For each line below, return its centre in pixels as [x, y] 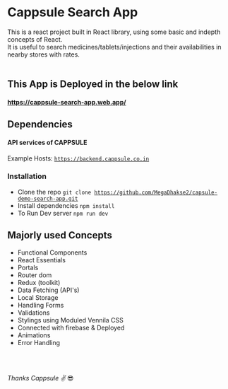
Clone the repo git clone [54, 192]
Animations [34, 335]
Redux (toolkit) [39, 282]
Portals [28, 267]
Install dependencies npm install [66, 205]
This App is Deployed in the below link [93, 85]
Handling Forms [41, 305]
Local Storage [38, 297]
